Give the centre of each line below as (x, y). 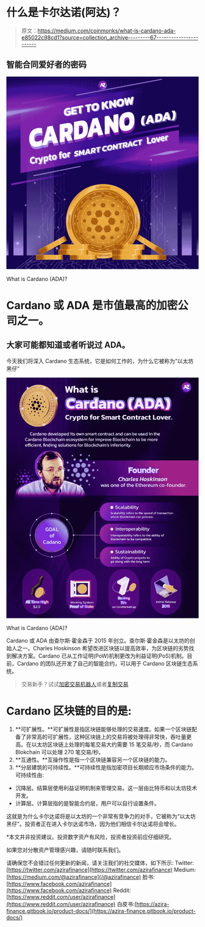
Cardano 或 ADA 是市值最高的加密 (92, 305)
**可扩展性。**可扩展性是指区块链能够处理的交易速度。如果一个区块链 (103, 729)
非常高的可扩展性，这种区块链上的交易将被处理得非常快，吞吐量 (106, 736)
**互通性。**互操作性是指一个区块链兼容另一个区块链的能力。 (93, 760)
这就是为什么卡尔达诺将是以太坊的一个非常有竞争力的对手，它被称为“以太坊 (101, 816)
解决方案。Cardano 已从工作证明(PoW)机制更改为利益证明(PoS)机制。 (99, 656)
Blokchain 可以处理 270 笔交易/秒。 (59, 752)
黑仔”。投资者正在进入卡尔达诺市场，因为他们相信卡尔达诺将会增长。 (93, 824)
